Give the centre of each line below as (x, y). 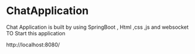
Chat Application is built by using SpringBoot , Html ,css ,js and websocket (97, 27)
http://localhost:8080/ (33, 45)
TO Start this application (36, 33)
